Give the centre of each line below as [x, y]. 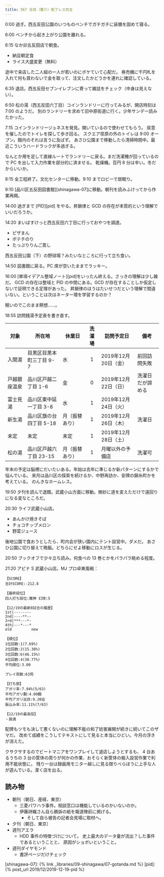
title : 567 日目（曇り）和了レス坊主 [39, 10]
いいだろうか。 [20, 212]
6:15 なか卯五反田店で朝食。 [33, 45]
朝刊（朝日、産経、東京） [38, 799]
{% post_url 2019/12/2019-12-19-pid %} [45, 870]
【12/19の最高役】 [21, 714]
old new [21, 629]
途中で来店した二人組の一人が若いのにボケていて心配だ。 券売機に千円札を [81, 72]
